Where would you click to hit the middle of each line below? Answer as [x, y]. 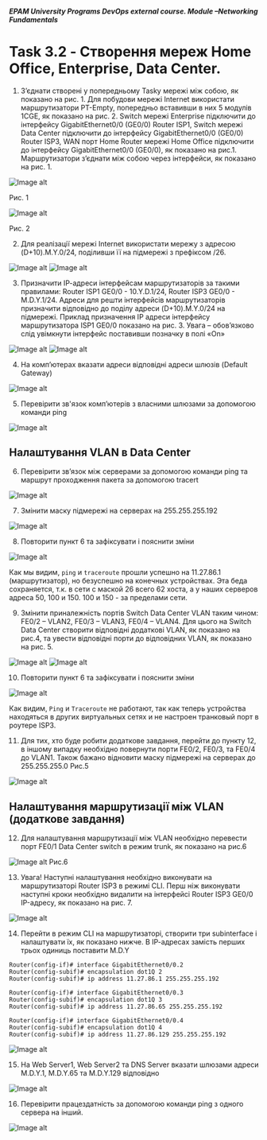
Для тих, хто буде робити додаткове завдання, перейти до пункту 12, [138, 741]
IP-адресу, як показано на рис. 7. [77, 903]
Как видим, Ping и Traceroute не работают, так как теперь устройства [128, 708]
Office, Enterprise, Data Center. [115, 68]
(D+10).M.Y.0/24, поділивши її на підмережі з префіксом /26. [123, 252]
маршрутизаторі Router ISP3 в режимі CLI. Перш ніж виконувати [130, 886]
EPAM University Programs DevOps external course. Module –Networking [133, 11]
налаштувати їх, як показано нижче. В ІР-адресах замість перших [133, 942]
